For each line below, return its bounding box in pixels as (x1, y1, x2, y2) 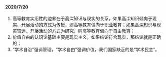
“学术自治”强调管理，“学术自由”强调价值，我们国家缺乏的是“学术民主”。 (12, 47, 160, 53)
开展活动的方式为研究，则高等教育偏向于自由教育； (29, 28, 135, 34)
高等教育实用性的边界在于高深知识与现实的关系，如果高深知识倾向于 (12, 15, 153, 22)
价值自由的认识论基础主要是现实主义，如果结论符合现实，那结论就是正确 (12, 34, 161, 40)
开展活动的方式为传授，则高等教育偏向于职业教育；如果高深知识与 (21, 22, 157, 28)
